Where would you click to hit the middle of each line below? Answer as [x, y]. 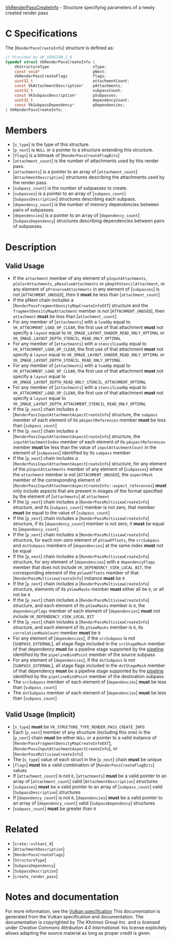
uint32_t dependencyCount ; [72, 100]
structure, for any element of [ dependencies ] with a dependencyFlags [84, 562]
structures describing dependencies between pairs [110, 221]
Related [22, 829]
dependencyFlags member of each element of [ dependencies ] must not [86, 611]
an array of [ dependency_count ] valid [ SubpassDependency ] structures [84, 803]
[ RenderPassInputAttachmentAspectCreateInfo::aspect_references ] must [90, 486]
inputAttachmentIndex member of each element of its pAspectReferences [89, 442]
